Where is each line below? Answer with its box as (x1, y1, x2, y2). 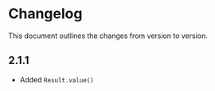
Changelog (8, 5, 83, 23)
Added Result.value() (19, 74, 94, 84)
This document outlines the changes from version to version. (8, 31, 209, 40)
